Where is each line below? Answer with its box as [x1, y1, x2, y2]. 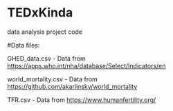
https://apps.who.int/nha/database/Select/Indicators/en [7, 61, 166, 70]
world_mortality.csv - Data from [7, 74, 98, 83]
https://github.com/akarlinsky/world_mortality [7, 82, 138, 90]
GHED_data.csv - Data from [7, 54, 86, 63]
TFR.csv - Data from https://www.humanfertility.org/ [7, 95, 156, 104]
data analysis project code [7, 28, 83, 36]
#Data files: [7, 41, 40, 49]
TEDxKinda [7, 5, 73, 21]
